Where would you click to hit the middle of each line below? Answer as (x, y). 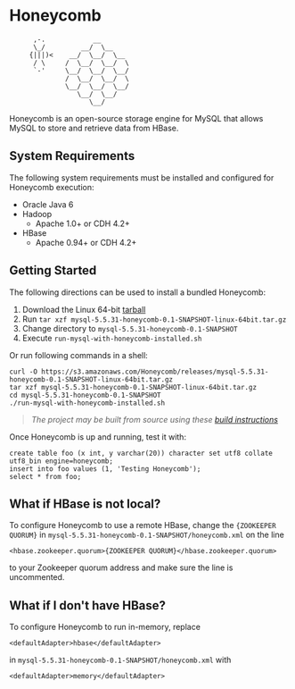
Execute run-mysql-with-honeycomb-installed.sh (112, 338)
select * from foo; (45, 476)
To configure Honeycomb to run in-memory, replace (105, 627)
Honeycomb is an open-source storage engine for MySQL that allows (136, 118)
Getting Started (53, 270)
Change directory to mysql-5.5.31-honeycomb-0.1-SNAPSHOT (130, 328)
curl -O (24, 372)
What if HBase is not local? (85, 504)
